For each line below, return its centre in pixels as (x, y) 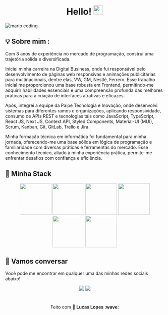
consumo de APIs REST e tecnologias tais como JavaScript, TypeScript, (80, 116)
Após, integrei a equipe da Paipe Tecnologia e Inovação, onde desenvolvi (81, 105)
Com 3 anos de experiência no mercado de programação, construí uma (79, 53)
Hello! (79, 12)
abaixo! (13, 279)
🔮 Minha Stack (28, 174)
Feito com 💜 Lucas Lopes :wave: (85, 307)
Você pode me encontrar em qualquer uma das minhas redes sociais (77, 273)
